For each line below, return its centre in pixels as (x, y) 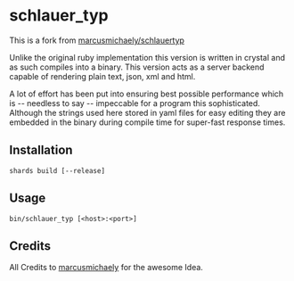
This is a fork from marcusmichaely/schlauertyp (97, 40)
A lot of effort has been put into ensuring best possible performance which (147, 94)
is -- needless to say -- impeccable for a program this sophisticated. (135, 103)
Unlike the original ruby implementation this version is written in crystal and (147, 57)
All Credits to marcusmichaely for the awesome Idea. (106, 268)
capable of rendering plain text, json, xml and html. (102, 76)
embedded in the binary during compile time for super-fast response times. (147, 122)
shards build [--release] (57, 170)
